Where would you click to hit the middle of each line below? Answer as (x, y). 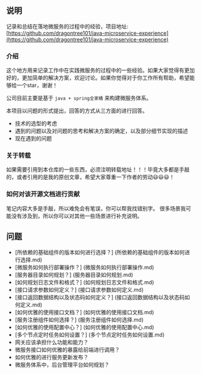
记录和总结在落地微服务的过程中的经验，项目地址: (67, 26)
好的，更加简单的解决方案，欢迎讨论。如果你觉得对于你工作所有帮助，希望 (98, 78)
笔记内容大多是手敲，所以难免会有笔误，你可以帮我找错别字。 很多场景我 (96, 208)
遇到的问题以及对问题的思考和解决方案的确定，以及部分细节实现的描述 (101, 131)
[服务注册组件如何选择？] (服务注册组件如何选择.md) (79, 319)
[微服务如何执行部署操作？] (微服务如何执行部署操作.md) (84, 267)
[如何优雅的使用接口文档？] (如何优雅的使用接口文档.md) (84, 312)
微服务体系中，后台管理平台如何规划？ (62, 364)
